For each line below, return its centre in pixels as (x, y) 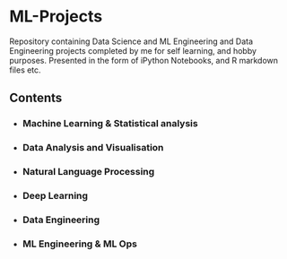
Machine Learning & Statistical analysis (110, 124)
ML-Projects (56, 17)
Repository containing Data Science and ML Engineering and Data (131, 41)
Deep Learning (55, 196)
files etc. (26, 70)
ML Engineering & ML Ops (79, 244)
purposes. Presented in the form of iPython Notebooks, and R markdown (144, 60)
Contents (36, 98)
